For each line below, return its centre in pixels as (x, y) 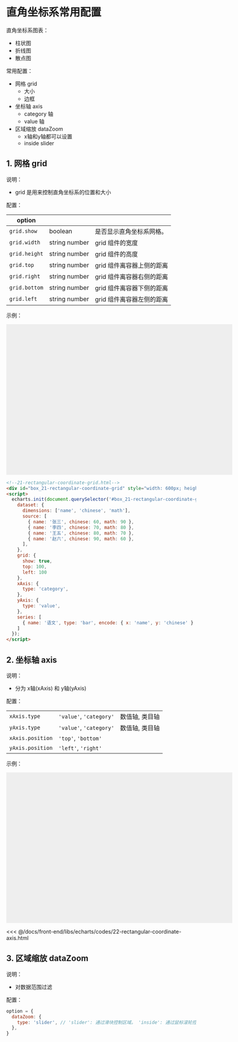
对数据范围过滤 (33, 987)
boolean (61, 231)
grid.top (22, 265)
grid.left (23, 299)
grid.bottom (27, 287)
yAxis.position (31, 748)
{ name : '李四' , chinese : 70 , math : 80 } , (81, 527)
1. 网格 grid (27, 164)
